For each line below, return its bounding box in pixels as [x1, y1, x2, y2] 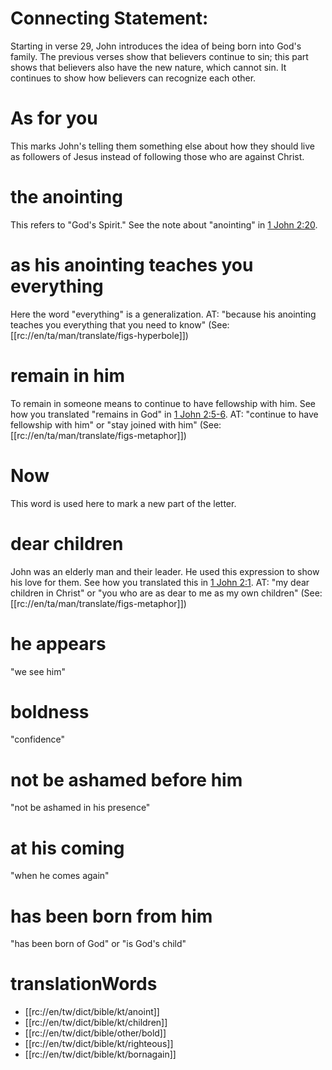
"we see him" [10, 665, 66, 677]
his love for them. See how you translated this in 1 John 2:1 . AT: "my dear [10, 576, 310, 588]
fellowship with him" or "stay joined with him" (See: [10, 418, 222, 431]
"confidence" [10, 733, 66, 746]
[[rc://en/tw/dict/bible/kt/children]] [24, 1017, 168, 1029]
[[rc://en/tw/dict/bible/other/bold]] [24, 1027, 167, 1039]
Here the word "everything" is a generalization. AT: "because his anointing [10, 308, 317, 320]
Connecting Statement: [10, 7, 209, 30]
